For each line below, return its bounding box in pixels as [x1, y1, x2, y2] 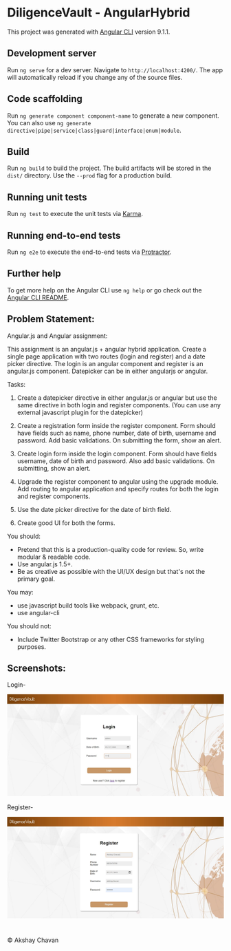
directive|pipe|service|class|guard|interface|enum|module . [7, 126, 181, 134]
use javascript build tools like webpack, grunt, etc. [16, 601, 159, 610]
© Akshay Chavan [7, 936, 59, 944]
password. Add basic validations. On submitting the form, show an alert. [16, 436, 222, 445]
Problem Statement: [7, 313, 95, 325]
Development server [7, 47, 97, 59]
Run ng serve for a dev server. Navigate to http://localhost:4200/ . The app [7, 65, 223, 74]
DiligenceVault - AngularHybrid [7, 5, 190, 21]
